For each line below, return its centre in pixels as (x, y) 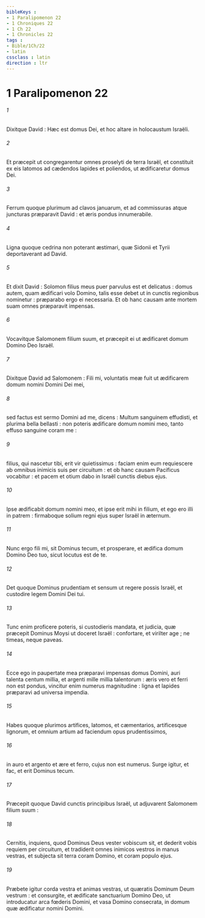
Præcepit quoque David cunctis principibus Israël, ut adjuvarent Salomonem (102, 804)
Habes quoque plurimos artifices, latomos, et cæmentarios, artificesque (97, 725)
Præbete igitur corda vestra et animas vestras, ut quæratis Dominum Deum (100, 889)
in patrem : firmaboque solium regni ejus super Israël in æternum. (88, 515)
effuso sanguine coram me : (42, 430)
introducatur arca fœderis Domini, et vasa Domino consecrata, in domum (98, 902)
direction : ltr (27, 63)
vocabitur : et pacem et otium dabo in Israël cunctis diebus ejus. (87, 476)
